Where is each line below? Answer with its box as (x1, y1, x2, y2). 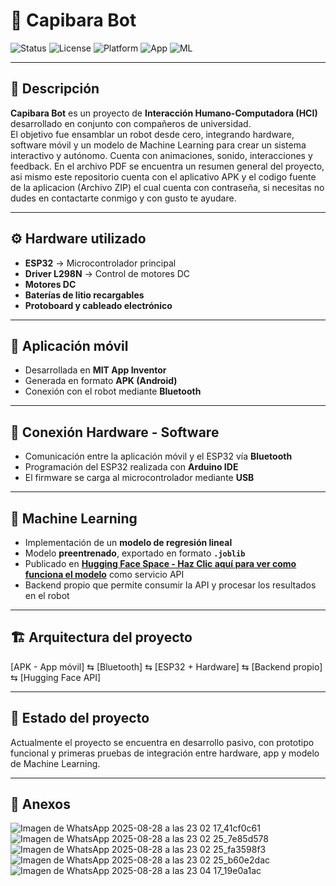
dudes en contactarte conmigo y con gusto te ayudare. (10, 192, 237, 204)
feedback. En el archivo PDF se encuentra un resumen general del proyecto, (10, 160, 325, 172)
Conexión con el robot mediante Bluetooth (24, 385, 202, 398)
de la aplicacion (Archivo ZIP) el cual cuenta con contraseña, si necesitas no (10, 181, 325, 193)
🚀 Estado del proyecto (10, 710, 150, 727)
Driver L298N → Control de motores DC (24, 267, 191, 279)
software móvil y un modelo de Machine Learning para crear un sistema (10, 139, 307, 151)
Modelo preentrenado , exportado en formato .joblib (24, 547, 246, 559)
